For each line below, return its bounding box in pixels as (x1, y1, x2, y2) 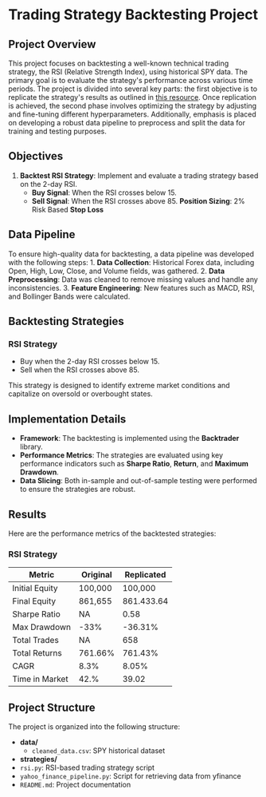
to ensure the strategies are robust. (19, 485, 136, 494)
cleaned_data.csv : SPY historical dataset (31, 746, 166, 755)
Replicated (124, 569, 166, 581)
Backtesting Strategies (8, 315, 125, 328)
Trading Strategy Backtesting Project (8, 6, 259, 24)
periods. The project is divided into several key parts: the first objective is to (8, 84, 257, 93)
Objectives (8, 149, 64, 163)
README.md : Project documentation (19, 780, 131, 790)
